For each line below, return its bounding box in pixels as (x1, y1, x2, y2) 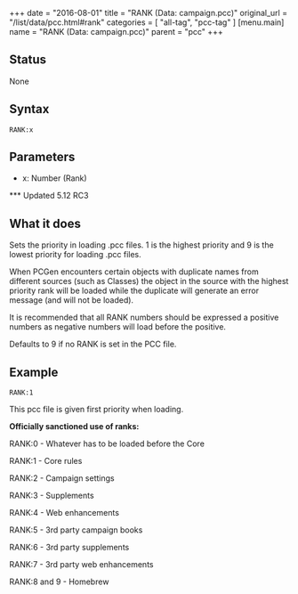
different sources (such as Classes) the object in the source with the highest (9, 276, 289, 287)
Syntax (9, 102, 50, 117)
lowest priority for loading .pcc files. (9, 249, 142, 260)
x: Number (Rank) (21, 173, 87, 183)
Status (9, 53, 47, 68)
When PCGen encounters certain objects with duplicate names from (9, 266, 260, 277)
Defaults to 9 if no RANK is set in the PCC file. (9, 338, 177, 350)
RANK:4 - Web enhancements (9, 508, 120, 518)
